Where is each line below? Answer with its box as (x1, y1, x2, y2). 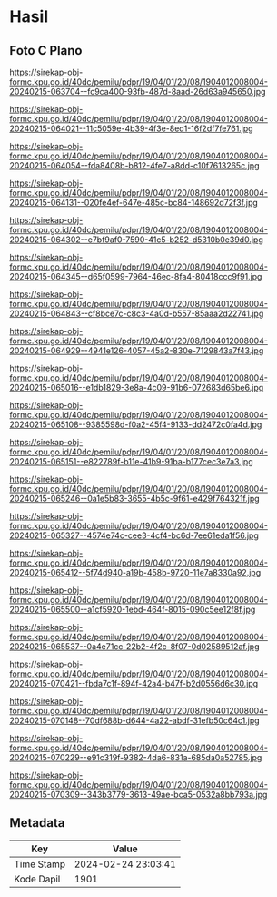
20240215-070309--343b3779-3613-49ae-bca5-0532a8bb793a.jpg (9, 790, 268, 800)
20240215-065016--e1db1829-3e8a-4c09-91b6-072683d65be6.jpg (9, 382, 264, 392)
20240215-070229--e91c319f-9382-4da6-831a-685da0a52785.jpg (9, 752, 262, 762)
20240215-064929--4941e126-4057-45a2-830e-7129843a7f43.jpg (9, 345, 264, 356)
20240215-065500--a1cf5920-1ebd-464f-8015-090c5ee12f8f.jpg (9, 604, 256, 615)
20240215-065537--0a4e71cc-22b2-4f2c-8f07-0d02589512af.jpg (9, 641, 260, 652)
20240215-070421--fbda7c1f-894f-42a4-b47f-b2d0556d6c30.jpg (9, 678, 259, 688)
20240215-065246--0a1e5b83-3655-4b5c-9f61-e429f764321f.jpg (9, 494, 261, 504)
